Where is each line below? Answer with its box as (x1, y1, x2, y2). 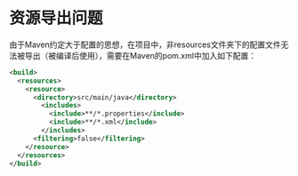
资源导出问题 (9, 8, 104, 28)
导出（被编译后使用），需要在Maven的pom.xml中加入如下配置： (24, 50, 256, 60)
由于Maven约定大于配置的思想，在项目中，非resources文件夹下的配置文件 (9, 39, 282, 50)
